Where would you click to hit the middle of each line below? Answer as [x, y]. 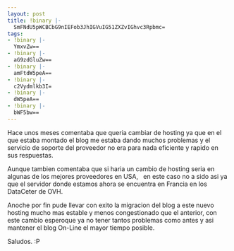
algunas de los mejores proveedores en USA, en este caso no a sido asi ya [117, 176]
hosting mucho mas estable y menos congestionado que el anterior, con [112, 212]
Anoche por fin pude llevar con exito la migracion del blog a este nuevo [111, 205]
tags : [15, 34]
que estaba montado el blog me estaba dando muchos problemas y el [109, 140]
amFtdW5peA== [33, 73]
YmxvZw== [26, 47]
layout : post [26, 14]
